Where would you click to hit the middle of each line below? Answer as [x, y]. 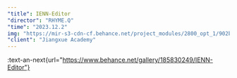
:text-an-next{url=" [35, 60]
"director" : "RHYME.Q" [41, 20]
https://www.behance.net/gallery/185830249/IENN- [138, 60]
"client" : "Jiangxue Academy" [52, 40]
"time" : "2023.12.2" [38, 27]
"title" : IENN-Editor [39, 14]
